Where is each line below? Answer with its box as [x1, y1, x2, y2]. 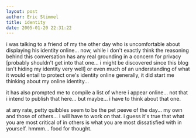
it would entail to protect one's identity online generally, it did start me [6, 72, 174, 79]
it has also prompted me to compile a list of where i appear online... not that [6, 89, 188, 96]
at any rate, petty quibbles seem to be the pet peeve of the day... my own [6, 107, 183, 114]
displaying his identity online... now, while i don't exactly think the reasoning [6, 47, 189, 54]
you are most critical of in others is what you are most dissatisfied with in [6, 119, 183, 126]
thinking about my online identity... [6, 78, 90, 85]
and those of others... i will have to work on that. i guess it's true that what [6, 113, 185, 120]
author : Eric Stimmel [6, 14, 59, 20]
